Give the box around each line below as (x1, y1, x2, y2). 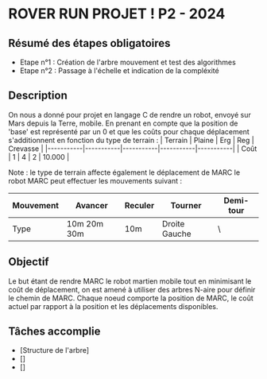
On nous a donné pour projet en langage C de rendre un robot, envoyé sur (8, 110, 252, 119)
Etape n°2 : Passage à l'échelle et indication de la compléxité (19, 66, 220, 75)
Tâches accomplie (8, 325, 101, 338)
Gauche (161, 228, 192, 239)
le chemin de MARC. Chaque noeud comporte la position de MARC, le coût (8, 293, 254, 303)
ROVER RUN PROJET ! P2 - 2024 (8, 5, 226, 23)
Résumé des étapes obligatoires (8, 37, 171, 50)
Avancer (75, 199, 109, 211)
